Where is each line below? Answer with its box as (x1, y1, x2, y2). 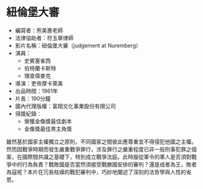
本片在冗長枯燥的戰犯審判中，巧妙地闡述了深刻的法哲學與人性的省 (27, 168, 192, 176)
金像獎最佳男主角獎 (24, 125, 72, 132)
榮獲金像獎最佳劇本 (24, 118, 72, 125)
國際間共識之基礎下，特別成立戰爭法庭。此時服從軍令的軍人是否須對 (22, 153, 192, 161)
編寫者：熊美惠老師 (14, 27, 63, 34)
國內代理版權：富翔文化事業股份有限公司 (14, 102, 116, 110)
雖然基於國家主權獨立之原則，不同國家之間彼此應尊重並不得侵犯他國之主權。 (6, 138, 197, 145)
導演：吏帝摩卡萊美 (14, 79, 63, 87)
